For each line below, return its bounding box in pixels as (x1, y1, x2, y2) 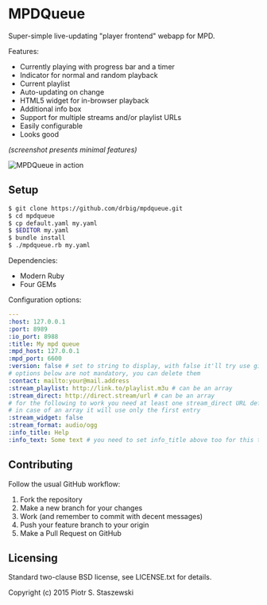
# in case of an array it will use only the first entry (8, 406, 201, 414)
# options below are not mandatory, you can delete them (8, 370, 201, 378)
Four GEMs (19, 280, 57, 289)
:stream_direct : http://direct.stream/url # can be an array (8, 391, 215, 400)
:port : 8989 (8, 325, 48, 333)
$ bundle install (8, 234, 66, 242)
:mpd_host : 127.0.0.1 (8, 347, 80, 355)
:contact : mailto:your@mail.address (8, 377, 130, 385)
